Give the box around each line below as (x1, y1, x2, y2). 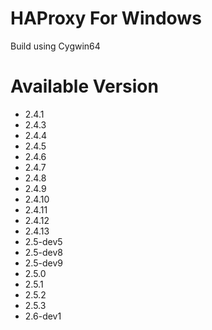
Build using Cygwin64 (10, 40, 101, 52)
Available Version (10, 75, 159, 98)
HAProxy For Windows (10, 7, 202, 30)
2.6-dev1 (24, 310, 62, 322)
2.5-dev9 (24, 257, 63, 269)
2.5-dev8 (24, 246, 63, 258)
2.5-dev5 (24, 235, 63, 247)
